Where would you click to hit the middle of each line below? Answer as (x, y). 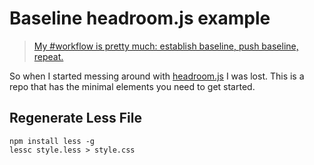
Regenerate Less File (75, 118)
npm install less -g (52, 141)
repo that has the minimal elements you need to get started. (132, 86)
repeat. (48, 56)
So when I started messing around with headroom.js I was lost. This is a (157, 76)
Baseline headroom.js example (140, 18)
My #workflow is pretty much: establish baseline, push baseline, (166, 46)
